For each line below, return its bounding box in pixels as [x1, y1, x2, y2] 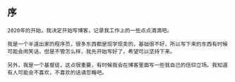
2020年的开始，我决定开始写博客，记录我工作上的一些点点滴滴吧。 [7, 27, 173, 34]
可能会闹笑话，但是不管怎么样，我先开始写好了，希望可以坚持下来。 [7, 48, 176, 55]
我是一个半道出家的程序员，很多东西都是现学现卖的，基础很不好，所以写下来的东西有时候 [7, 41, 228, 48]
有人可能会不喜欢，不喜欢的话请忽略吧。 [7, 69, 107, 76]
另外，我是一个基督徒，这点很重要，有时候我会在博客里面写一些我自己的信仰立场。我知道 [7, 62, 228, 69]
